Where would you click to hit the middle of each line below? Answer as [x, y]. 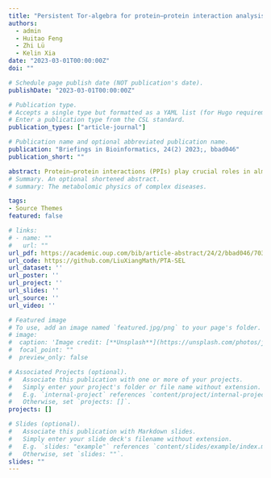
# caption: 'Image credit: [56, 343]
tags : [17, 201]
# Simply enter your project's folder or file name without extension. [135, 387]
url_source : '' [34, 298]
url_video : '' [32, 306]
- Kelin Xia [36, 53]
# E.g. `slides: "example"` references [79, 447]
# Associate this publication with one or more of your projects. [126, 380]
